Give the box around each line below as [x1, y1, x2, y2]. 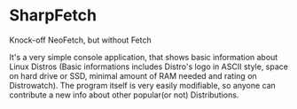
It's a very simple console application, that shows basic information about [9, 51, 278, 62]
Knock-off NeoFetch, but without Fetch [9, 35, 152, 45]
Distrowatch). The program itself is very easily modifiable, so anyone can [9, 80, 277, 90]
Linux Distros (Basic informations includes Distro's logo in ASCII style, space [9, 61, 288, 72]
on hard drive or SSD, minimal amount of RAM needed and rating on [9, 70, 257, 81]
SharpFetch [9, 5, 98, 26]
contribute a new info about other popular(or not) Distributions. [9, 90, 239, 100]
